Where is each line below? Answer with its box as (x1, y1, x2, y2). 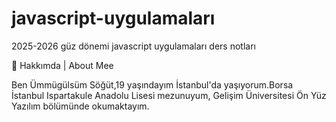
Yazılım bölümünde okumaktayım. (11, 100, 150, 112)
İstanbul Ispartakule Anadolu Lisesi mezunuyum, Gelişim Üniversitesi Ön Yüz (11, 89, 327, 101)
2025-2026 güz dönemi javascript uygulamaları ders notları (11, 40, 256, 52)
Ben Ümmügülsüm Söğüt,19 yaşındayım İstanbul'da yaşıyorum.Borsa (11, 78, 294, 91)
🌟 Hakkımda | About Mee (11, 59, 114, 71)
